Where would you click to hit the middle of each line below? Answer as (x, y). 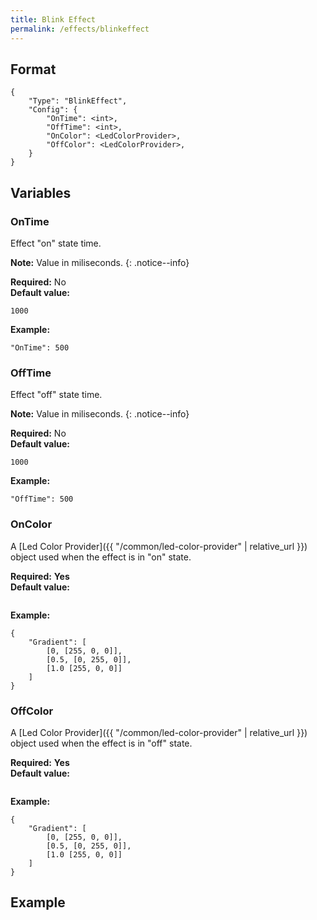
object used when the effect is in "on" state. (101, 557)
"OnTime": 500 (40, 348)
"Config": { (53, 110)
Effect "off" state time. (56, 395)
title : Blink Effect (53, 19)
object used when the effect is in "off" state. (101, 743)
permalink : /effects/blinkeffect (80, 29)
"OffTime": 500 (42, 499)
